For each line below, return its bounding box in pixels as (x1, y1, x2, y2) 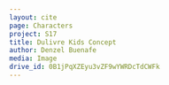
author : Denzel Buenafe (9, 46, 97, 55)
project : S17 (9, 29, 58, 38)
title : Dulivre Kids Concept (9, 37, 117, 47)
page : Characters (9, 21, 73, 30)
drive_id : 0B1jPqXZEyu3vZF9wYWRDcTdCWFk (9, 63, 161, 72)
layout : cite (9, 12, 58, 22)
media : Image (9, 54, 58, 63)
